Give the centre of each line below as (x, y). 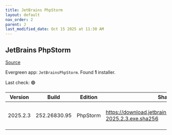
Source (13, 62)
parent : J (16, 24)
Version (19, 97)
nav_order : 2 (19, 20)
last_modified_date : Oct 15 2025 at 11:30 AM (55, 29)
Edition (89, 97)
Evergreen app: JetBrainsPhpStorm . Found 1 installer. (61, 72)
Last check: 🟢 (20, 82)
